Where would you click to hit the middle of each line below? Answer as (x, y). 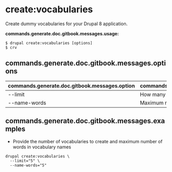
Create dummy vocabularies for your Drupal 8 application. (67, 24)
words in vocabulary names (42, 147)
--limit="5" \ (25, 161)
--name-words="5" (28, 165)
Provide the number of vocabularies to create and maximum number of (88, 141)
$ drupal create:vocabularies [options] (49, 43)
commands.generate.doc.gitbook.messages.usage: (62, 33)
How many (153, 94)
